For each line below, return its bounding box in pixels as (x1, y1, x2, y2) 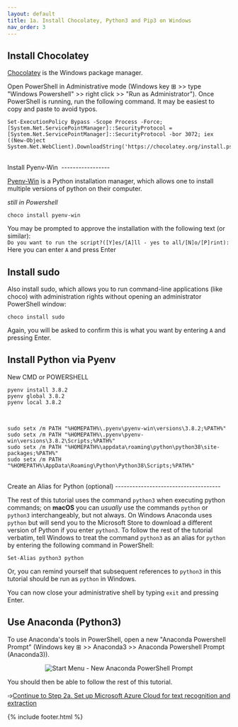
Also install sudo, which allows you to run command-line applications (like (7, 285, 223, 293)
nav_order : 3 (7, 23, 46, 30)
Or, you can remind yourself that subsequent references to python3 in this (7, 567, 222, 576)
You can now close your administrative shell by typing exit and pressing (7, 588, 219, 597)
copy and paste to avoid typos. (7, 105, 98, 113)
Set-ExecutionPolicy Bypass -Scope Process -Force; (7, 118, 163, 126)
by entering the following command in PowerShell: (7, 541, 154, 549)
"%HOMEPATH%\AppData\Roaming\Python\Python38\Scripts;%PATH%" (7, 462, 195, 469)
